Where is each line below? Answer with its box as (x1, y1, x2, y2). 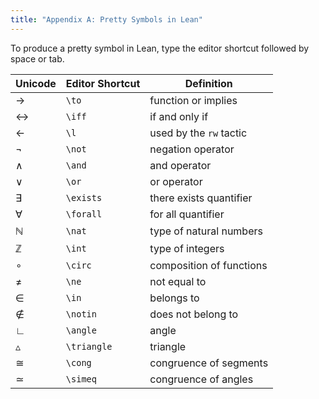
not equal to (149, 274, 207, 288)
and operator (149, 158, 212, 172)
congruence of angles (149, 372, 254, 386)
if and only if (149, 109, 209, 123)
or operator (149, 174, 203, 188)
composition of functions (149, 258, 268, 272)
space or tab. (10, 52, 65, 65)
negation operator (149, 142, 235, 156)
